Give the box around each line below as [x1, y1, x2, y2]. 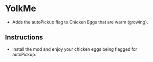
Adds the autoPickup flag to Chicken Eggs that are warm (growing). [12, 19, 148, 25]
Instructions [5, 33, 43, 41]
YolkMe [5, 3, 37, 14]
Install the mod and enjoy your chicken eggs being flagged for [12, 46, 138, 52]
